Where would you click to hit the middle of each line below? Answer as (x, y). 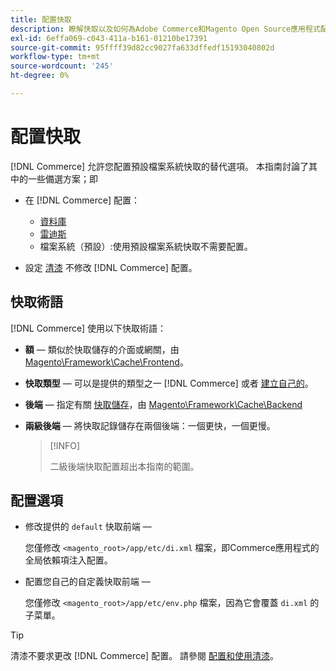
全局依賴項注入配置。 (68, 560)
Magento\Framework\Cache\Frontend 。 (106, 362)
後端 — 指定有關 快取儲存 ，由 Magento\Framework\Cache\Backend (163, 404)
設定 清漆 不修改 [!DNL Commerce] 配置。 (111, 267)
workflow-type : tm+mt (55, 57)
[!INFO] (65, 445)
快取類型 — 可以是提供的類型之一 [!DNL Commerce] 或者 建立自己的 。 (169, 383)
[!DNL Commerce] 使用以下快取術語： (88, 328)
